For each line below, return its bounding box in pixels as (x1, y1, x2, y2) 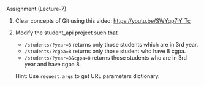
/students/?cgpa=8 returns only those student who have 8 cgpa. (24, 47, 186, 55)
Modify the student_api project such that (15, 29, 118, 36)
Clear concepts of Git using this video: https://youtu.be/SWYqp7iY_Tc (15, 17, 191, 24)
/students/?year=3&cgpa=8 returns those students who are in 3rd (24, 54, 187, 61)
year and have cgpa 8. (24, 61, 81, 68)
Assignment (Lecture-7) (6, 6, 67, 12)
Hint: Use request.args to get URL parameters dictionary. (15, 72, 161, 79)
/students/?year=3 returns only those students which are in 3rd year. (24, 41, 198, 48)
